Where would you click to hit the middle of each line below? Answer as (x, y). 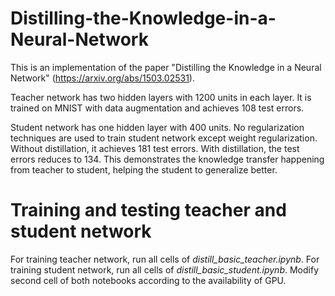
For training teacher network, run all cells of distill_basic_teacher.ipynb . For (165, 259)
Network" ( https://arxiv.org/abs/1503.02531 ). (102, 78)
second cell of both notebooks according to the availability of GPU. (148, 280)
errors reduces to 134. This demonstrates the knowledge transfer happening (167, 159)
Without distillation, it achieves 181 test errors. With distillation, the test (155, 148)
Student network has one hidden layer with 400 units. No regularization (157, 127)
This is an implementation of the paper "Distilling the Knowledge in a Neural (166, 67)
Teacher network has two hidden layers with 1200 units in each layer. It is (161, 97)
